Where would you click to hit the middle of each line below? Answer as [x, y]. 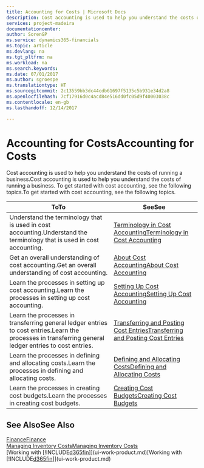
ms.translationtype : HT [36, 86]
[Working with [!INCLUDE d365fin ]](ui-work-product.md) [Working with [94, 452]
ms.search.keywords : [32, 68]
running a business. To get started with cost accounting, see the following [99, 186]
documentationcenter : [34, 29]
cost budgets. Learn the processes [58, 396]
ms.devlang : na [25, 52]
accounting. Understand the [49, 232]
